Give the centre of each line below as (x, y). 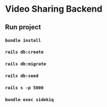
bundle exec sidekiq (30, 100)
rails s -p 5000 (24, 88)
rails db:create (24, 52)
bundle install (23, 40)
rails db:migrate (26, 64)
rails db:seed (22, 76)
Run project (23, 27)
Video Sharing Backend (54, 9)
